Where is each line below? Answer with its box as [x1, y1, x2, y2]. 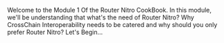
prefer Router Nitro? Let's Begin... [7, 28, 103, 36]
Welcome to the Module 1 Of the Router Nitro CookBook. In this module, [7, 6, 212, 14]
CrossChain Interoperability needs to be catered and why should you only [7, 21, 218, 28]
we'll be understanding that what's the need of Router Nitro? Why [7, 13, 194, 21]
